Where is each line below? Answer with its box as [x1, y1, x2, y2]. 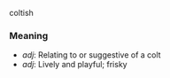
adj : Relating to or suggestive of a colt [21, 50, 161, 60]
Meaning [9, 29, 49, 42]
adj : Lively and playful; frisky [21, 59, 127, 70]
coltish [9, 8, 34, 18]
